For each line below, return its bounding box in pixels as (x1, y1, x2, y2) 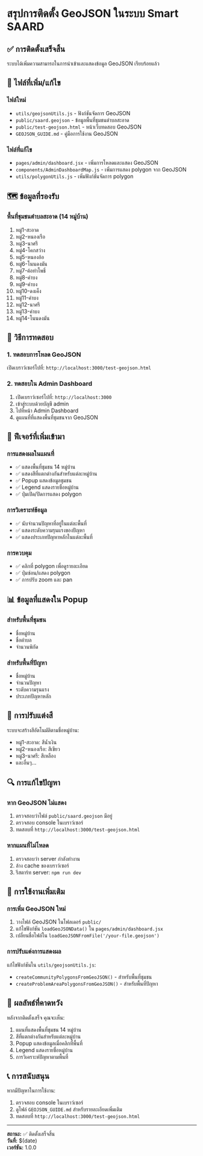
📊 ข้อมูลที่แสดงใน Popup (7, 595, 88, 605)
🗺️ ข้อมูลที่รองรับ (7, 191, 60, 202)
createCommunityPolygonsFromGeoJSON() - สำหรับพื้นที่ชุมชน (15, 973, 152, 980)
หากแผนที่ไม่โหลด (7, 841, 49, 850)
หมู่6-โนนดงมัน (15, 260, 48, 267)
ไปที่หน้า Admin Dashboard (15, 407, 79, 414)
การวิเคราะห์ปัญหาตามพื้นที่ (15, 1053, 69, 1060)
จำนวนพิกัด (15, 643, 39, 650)
